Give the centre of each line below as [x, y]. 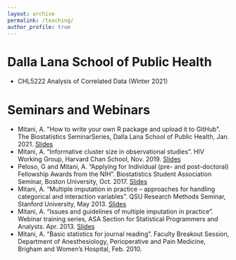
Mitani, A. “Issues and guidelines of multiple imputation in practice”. [115, 211]
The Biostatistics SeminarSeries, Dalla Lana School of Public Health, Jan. [123, 137]
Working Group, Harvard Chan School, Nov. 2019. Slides [99, 159]
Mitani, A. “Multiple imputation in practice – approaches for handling [116, 189]
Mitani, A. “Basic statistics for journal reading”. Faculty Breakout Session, [123, 234]
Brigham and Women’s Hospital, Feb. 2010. [80, 249]
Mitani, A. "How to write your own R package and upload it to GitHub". [119, 129]
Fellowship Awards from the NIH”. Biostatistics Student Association [114, 174]
